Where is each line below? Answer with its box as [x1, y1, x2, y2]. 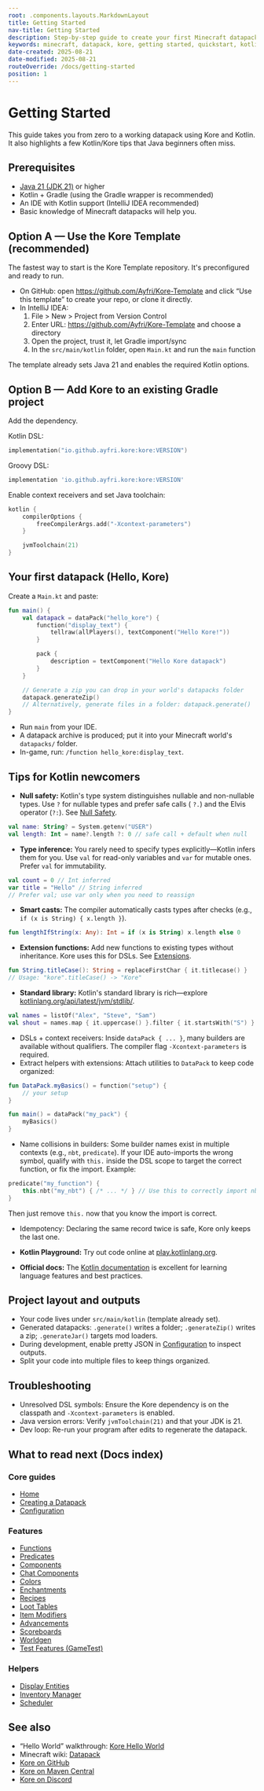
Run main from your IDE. [19, 723, 97, 732]
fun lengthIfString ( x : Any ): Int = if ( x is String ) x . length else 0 [8, 929, 241, 936]
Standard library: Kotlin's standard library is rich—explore [19, 988, 208, 997]
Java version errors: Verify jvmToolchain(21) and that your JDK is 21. [19, 1417, 243, 1426]
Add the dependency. [8, 416, 79, 425]
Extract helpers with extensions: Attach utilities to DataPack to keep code [19, 1058, 254, 1068]
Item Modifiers [19, 1610, 67, 1620]
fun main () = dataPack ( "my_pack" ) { [8, 1110, 128, 1119]
